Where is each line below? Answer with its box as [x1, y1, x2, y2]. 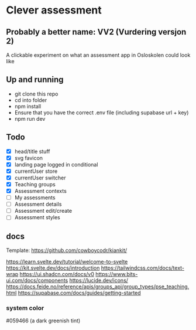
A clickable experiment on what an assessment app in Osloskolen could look [6, 52, 191, 59]
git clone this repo [14, 90, 59, 97]
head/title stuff [14, 148, 50, 155]
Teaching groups [14, 181, 56, 188]
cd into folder [14, 96, 47, 103]
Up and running [6, 74, 64, 85]
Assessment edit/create [14, 207, 72, 215]
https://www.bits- [95, 271, 138, 278]
